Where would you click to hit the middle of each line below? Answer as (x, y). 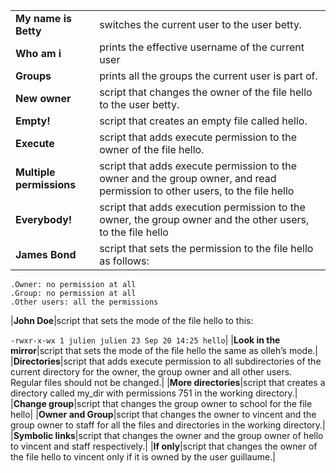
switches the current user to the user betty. (201, 24)
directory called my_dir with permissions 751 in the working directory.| (154, 393)
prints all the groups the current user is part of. (208, 76)
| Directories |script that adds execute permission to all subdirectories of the (166, 361)
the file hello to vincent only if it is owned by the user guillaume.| (143, 457)
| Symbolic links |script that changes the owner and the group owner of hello (167, 435)
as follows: (124, 261)
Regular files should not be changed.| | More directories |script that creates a (168, 382)
